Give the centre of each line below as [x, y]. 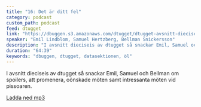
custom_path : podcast [33, 23]
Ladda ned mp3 [26, 97]
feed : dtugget [24, 28]
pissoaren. [19, 86]
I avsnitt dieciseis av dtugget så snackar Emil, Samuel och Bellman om [93, 73]
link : [13, 34]
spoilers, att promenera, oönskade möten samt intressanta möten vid [91, 80]
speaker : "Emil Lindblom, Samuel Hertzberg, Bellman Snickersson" [91, 39]
